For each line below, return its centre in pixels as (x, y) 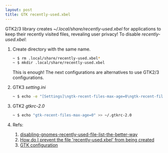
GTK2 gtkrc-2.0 (29, 106)
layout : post (19, 10)
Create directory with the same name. (51, 49)
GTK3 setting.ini (29, 87)
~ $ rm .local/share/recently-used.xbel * (56, 58)
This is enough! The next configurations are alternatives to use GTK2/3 (86, 72)
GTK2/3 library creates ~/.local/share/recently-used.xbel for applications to (83, 28)
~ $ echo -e (25, 96)
